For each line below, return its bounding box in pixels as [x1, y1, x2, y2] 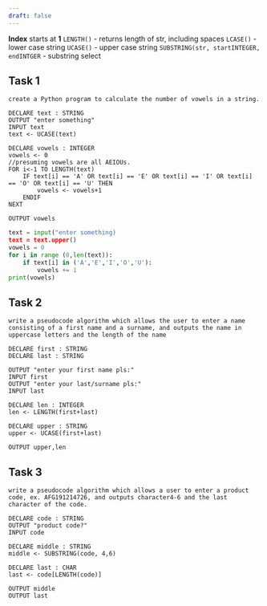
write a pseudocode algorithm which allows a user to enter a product [8, 486, 249, 494]
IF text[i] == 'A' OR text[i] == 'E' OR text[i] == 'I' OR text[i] [22, 173, 253, 181]
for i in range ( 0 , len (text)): [8, 251, 113, 259]
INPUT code [8, 529, 45, 537]
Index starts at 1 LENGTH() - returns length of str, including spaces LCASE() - [8, 34, 257, 43]
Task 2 [8, 295, 42, 309]
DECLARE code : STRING [8, 514, 84, 523]
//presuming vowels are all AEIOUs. [8, 158, 131, 167]
